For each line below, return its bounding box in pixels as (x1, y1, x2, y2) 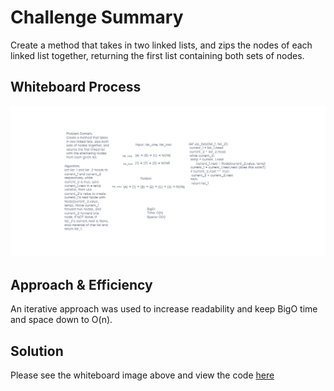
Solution (10, 342, 64, 360)
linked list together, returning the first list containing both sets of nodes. (10, 49, 305, 61)
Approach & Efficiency (10, 276, 153, 293)
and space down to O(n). (10, 314, 113, 326)
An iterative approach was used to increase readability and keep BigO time (10, 303, 318, 315)
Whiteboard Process (10, 79, 142, 96)
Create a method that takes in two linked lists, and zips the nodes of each (10, 39, 313, 51)
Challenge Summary (10, 6, 184, 29)
